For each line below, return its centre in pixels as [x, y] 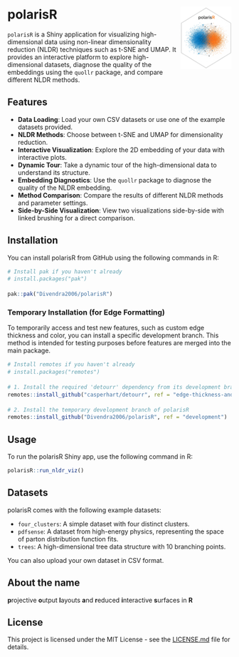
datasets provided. [45, 127]
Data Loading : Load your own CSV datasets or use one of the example [121, 119]
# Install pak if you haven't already [65, 271]
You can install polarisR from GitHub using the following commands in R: [113, 258]
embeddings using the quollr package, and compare [85, 72]
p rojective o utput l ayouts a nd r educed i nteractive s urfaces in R [100, 600]
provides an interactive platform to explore [69, 57]
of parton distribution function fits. [68, 539]
